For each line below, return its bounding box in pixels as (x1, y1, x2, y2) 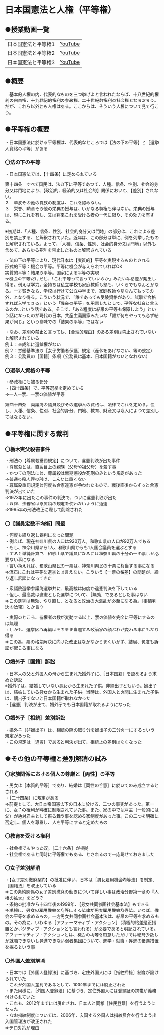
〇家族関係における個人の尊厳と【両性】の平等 (5, 771, 115, 778)
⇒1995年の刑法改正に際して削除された (5, 506, 83, 512)
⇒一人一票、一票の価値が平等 (5, 391, 65, 397)
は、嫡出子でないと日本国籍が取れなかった (5, 695, 91, 701)
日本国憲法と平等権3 (7, 59, 55, 66)
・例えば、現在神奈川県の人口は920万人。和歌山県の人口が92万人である (5, 538, 151, 544)
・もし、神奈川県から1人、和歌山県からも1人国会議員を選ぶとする (5, 545, 137, 551)
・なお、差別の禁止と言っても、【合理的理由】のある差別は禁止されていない (5, 329, 156, 335)
